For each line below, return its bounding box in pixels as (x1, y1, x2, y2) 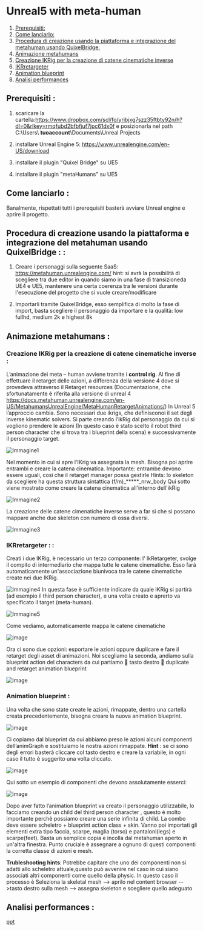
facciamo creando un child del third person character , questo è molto (6, 808, 181, 816)
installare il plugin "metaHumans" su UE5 (15, 170, 118, 178)
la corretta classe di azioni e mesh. (6, 847, 93, 854)
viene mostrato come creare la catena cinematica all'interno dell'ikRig (6, 484, 181, 492)
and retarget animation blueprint (6, 665, 87, 672)
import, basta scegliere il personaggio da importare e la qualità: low (15, 307, 184, 315)
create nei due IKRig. (6, 574, 59, 581)
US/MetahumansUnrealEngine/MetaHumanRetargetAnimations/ (6, 403, 165, 410)
